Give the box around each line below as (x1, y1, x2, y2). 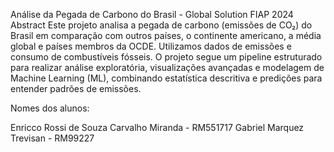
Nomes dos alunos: (10, 102, 90, 114)
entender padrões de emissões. (10, 83, 142, 94)
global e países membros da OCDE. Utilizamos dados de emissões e (10, 40, 292, 52)
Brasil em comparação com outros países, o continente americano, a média (10, 30, 322, 41)
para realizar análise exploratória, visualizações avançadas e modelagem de (10, 62, 325, 73)
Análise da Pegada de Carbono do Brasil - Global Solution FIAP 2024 (10, 9, 294, 20)
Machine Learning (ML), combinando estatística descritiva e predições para (10, 72, 323, 84)
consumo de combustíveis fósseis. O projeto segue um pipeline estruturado (10, 51, 323, 63)
